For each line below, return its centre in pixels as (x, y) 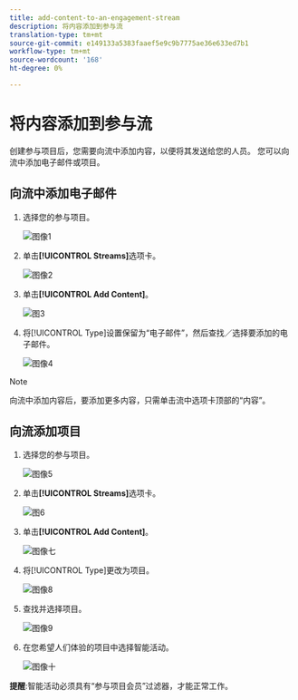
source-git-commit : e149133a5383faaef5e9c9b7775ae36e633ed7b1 (129, 43)
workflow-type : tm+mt (50, 52)
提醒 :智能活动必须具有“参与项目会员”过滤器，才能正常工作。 (121, 686)
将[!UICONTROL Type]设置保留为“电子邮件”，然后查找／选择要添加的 (151, 333)
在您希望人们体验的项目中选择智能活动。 (98, 647)
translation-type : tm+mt (56, 34)
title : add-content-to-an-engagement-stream (95, 18)
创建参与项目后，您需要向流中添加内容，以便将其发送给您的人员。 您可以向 (149, 151)
